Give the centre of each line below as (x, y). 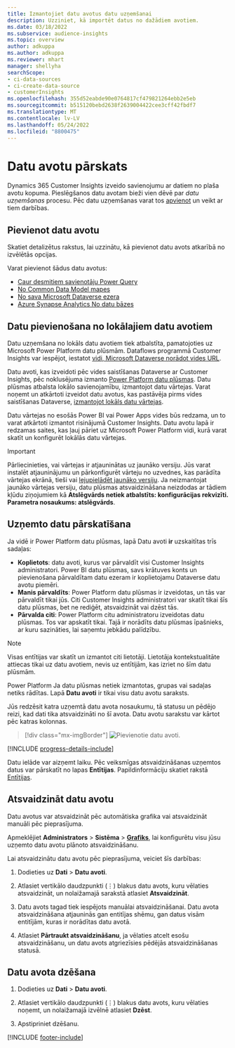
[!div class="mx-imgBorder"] (66, 735)
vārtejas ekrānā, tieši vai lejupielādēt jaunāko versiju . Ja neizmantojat (107, 479)
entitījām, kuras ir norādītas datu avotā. (74, 921)
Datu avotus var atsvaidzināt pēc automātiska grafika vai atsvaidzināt (107, 816)
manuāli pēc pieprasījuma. (45, 824)
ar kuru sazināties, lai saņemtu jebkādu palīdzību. (89, 629)
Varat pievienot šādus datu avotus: (57, 269)
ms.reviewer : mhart (36, 60)
